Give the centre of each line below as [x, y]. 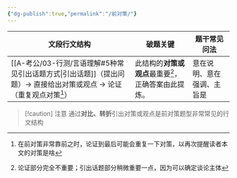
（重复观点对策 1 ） [41, 94]
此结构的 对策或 [160, 63]
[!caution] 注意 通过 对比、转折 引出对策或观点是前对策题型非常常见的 [124, 113]
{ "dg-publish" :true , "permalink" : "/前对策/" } [72, 14]
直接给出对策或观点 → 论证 [78, 84]
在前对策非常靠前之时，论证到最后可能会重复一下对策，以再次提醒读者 [120, 144]
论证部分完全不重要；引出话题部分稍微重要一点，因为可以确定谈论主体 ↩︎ [123, 167]
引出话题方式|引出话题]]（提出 [68, 73]
